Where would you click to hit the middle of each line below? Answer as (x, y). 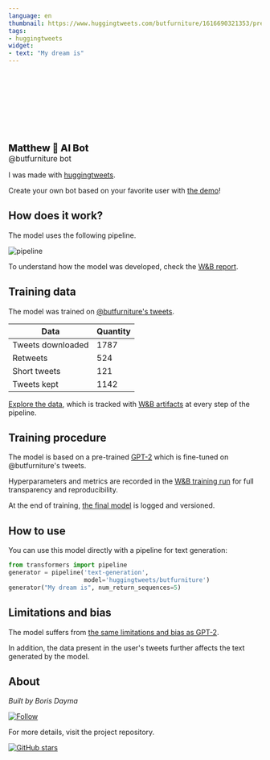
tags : (17, 31)
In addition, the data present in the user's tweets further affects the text (127, 648)
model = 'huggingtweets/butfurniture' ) (147, 580)
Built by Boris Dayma (43, 701)
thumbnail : (27, 23)
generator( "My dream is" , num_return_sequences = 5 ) (95, 588)
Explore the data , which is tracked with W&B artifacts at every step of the (129, 404)
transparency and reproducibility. (63, 490)
